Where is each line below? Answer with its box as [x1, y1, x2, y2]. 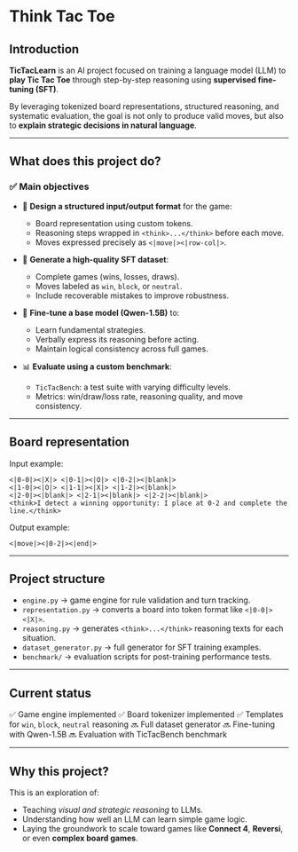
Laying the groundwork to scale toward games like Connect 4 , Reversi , [21, 823, 284, 833]
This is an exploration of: [9, 787, 99, 798]
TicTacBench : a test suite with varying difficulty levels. [35, 382, 231, 392]
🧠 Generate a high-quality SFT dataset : [21, 254, 169, 264]
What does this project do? [9, 154, 161, 170]
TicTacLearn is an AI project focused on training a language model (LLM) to [9, 65, 286, 75]
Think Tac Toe [9, 6, 115, 27]
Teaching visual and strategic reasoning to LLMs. [21, 804, 204, 815]
